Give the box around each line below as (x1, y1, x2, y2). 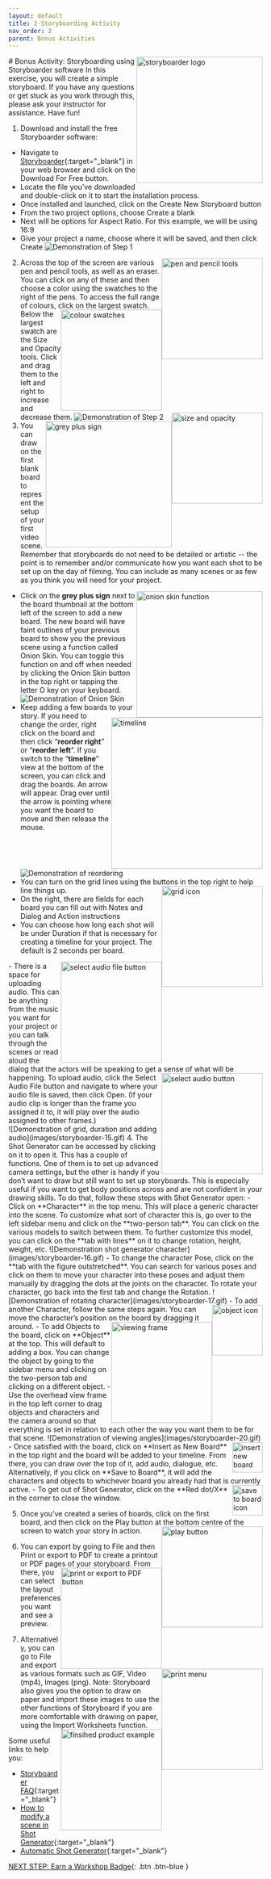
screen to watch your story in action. (19, 1526, 143, 1536)
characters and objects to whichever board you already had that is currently (8, 1476, 261, 1486)
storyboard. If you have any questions (8, 82, 135, 92)
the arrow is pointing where (19, 797, 111, 807)
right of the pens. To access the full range (19, 292, 160, 302)
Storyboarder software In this (8, 65, 106, 75)
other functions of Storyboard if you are (19, 1703, 153, 1713)
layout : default (8, 11, 63, 20)
